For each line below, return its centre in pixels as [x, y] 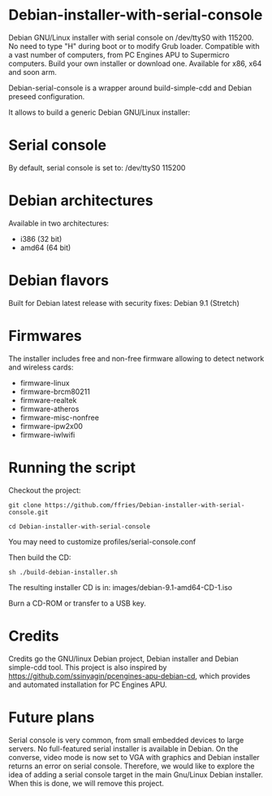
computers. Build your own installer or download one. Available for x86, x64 [135, 63]
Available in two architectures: [59, 223]
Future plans [52, 717]
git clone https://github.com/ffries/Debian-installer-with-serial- [127, 505]
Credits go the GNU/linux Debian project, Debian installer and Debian [124, 658]
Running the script [72, 468]
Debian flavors [59, 280]
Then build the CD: [40, 557]
